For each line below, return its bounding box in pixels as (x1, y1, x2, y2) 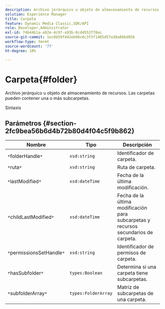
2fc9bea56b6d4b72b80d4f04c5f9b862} (5, 126, 135, 135)
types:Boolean (69, 270, 103, 276)
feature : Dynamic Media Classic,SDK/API (5, 21, 89, 26)
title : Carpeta (5, 16, 36, 21)
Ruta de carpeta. (117, 164, 156, 171)
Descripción (122, 141, 152, 148)
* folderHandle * (7, 153, 43, 160)
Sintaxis (5, 105, 21, 111)
